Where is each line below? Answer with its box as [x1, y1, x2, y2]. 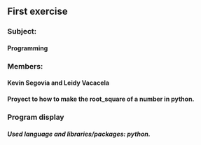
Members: [7, 61, 43, 71]
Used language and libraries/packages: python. [7, 130, 151, 138]
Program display [7, 112, 64, 122]
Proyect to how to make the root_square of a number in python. [7, 95, 195, 104]
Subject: [7, 27, 37, 36]
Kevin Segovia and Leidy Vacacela [7, 78, 110, 87]
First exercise [7, 6, 68, 18]
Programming [7, 43, 48, 52]
